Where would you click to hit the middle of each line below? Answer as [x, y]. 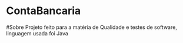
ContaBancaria [44, 11]
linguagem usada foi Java [37, 33]
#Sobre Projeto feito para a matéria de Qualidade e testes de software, [92, 27]
